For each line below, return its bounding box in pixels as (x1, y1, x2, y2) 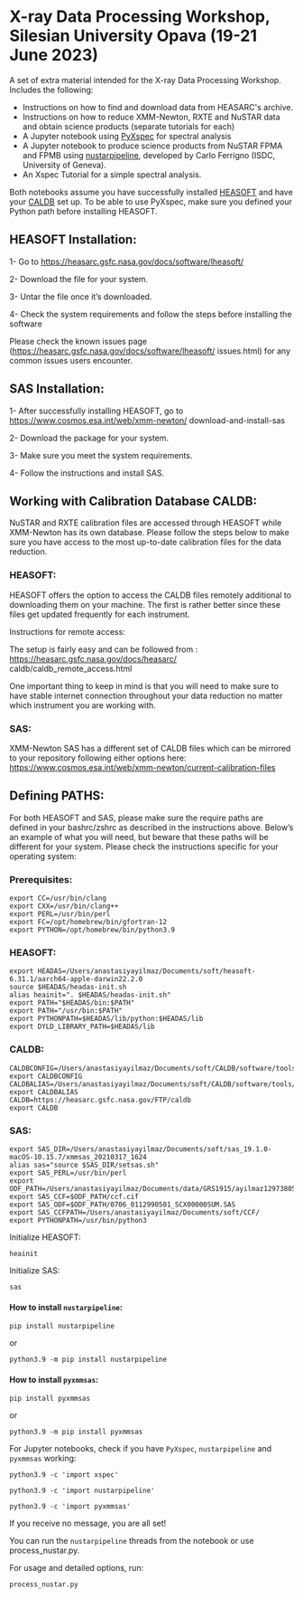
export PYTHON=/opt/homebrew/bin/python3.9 (9, 925, 176, 935)
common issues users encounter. (9, 355, 133, 365)
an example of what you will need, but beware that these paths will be (9, 831, 269, 842)
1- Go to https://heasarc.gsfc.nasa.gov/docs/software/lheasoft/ (9, 256, 244, 267)
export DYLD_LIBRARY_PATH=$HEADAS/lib (9, 1022, 155, 1032)
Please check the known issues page (9, 336, 148, 346)
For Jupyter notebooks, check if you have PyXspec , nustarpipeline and (9, 1443, 272, 1454)
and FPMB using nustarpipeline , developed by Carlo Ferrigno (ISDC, (22, 149, 276, 160)
